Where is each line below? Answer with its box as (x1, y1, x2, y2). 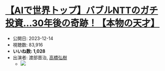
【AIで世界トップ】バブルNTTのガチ (5, 5, 158, 16)
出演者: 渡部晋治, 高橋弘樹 (12, 54, 67, 60)
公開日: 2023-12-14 (12, 35, 53, 41)
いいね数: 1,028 (12, 48, 46, 54)
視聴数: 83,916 (12, 41, 43, 48)
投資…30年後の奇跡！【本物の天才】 (5, 17, 160, 29)
